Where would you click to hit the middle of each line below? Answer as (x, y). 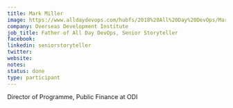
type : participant (34, 77)
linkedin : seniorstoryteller (49, 45)
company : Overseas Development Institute (68, 26)
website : (20, 58)
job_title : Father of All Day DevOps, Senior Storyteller (93, 33)
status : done (26, 71)
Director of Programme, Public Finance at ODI (72, 97)
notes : (17, 65)
